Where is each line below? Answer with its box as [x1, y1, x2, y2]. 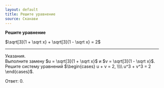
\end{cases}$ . [5, 69, 34, 75]
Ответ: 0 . [5, 78, 24, 84]
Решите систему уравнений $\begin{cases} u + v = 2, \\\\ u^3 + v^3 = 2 [5, 64, 151, 69]
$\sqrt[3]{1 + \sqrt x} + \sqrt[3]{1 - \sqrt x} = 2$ [5, 39, 101, 45]
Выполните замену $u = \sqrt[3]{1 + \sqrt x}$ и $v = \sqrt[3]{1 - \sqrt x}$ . [5, 58, 155, 64]
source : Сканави [5, 16, 38, 21]
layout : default [5, 7, 38, 12]
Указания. [5, 53, 26, 59]
